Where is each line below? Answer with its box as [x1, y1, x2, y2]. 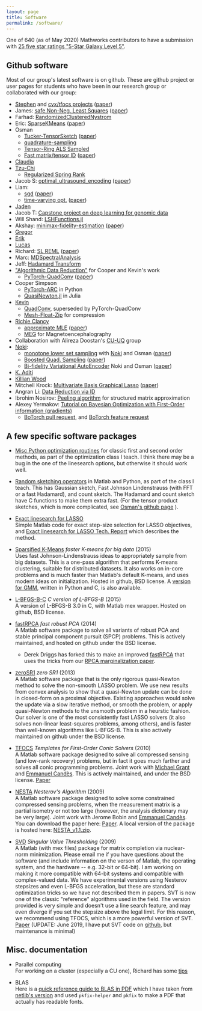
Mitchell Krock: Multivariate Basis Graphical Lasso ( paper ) [14, 382, 159, 389]
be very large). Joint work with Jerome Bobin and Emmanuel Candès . [14, 814, 188, 820]
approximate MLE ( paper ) [23, 324, 88, 331]
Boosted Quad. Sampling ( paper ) [23, 356, 106, 364]
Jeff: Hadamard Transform [14, 260, 81, 267]
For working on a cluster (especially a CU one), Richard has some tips [14, 967, 188, 974]
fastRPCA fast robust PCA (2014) [14, 620, 97, 627]
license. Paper [14, 777, 51, 783]
